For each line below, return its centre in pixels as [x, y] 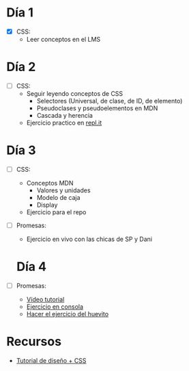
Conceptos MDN [50, 183]
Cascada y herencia [65, 115]
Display [47, 205]
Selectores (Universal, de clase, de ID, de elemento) [110, 101]
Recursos [34, 342]
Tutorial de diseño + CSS [51, 360]
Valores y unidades [63, 190]
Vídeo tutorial [45, 300]
